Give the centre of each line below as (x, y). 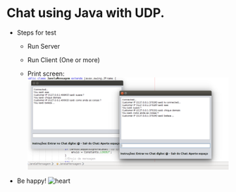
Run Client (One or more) (63, 60)
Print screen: (46, 73)
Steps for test (37, 32)
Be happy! (31, 181)
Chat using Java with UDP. (86, 13)
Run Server (44, 46)
